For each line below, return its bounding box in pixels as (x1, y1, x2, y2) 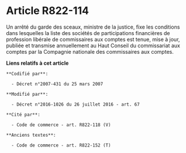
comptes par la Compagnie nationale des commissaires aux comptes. (6, 48, 174, 55)
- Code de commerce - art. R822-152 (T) (11, 142, 111, 148)
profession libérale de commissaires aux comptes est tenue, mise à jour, (6, 36, 180, 43)
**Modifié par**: (6, 91, 49, 97)
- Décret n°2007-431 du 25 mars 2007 (11, 81, 104, 87)
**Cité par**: (6, 112, 41, 117)
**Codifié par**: (6, 71, 49, 76)
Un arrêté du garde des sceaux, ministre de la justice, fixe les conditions (6, 23, 180, 30)
